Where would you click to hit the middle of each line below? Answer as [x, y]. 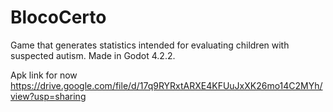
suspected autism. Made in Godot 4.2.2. [93, 55]
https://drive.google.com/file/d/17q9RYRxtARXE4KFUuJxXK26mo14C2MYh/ [166, 85]
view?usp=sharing [48, 96]
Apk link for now [44, 75]
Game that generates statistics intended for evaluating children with [150, 45]
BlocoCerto [58, 17]
